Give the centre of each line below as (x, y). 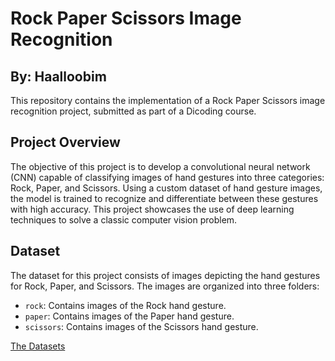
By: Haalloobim (58, 76)
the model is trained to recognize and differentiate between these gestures (164, 198)
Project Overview (65, 142)
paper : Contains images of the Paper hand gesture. (129, 316)
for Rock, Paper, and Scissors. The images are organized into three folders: (165, 286)
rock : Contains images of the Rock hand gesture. (125, 305)
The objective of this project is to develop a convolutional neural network (160, 166)
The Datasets (38, 346)
